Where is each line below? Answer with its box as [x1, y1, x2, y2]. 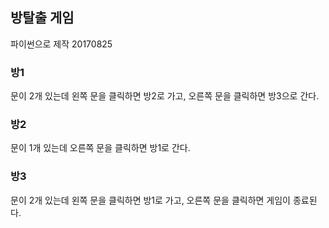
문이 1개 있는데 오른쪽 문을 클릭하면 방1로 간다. [10, 142, 191, 154]
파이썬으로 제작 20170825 [10, 38, 113, 50]
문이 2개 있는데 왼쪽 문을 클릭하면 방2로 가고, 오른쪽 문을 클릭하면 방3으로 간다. [10, 90, 320, 102]
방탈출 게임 [10, 9, 75, 27]
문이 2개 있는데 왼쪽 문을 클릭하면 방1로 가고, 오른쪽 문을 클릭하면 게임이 [10, 194, 291, 206]
